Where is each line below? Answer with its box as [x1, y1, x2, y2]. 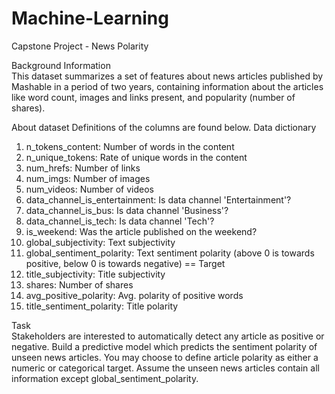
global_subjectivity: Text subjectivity [25, 236, 176, 248]
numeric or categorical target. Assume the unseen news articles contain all [11, 362, 320, 374]
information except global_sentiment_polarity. [11, 372, 199, 384]
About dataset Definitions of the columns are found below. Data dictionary [11, 121, 317, 133]
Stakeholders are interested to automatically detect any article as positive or [11, 330, 325, 342]
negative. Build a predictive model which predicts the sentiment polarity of [11, 340, 318, 352]
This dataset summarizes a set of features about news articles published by [11, 70, 324, 82]
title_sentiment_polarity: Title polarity [25, 300, 179, 312]
